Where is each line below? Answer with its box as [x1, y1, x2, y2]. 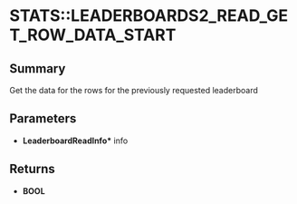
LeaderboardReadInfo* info [22, 135, 129, 146]
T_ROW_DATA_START [9, 24, 177, 45]
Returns [9, 161, 56, 177]
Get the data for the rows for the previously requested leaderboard [9, 85, 258, 95]
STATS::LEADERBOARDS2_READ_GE [9, 5, 289, 26]
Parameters [9, 111, 77, 127]
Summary [9, 61, 66, 76]
